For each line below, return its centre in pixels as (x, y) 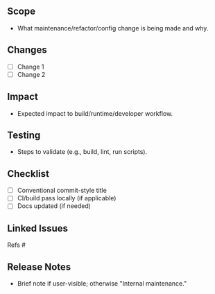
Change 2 (31, 74)
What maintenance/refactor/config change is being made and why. (113, 28)
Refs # (17, 245)
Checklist (28, 174)
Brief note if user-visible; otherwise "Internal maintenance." (102, 283)
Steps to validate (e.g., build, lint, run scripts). (82, 152)
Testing (24, 135)
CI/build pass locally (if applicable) (67, 198)
